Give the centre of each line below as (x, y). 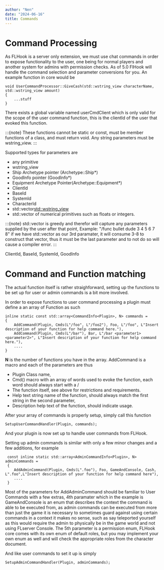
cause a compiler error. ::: (31, 245)
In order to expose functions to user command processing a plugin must (78, 302)
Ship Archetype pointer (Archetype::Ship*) (55, 173)
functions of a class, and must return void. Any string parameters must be (80, 138)
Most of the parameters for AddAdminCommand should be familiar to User (80, 492)
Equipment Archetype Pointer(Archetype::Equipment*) (67, 183)
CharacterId (24, 204)
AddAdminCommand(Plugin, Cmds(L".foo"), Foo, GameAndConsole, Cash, (85, 470)
